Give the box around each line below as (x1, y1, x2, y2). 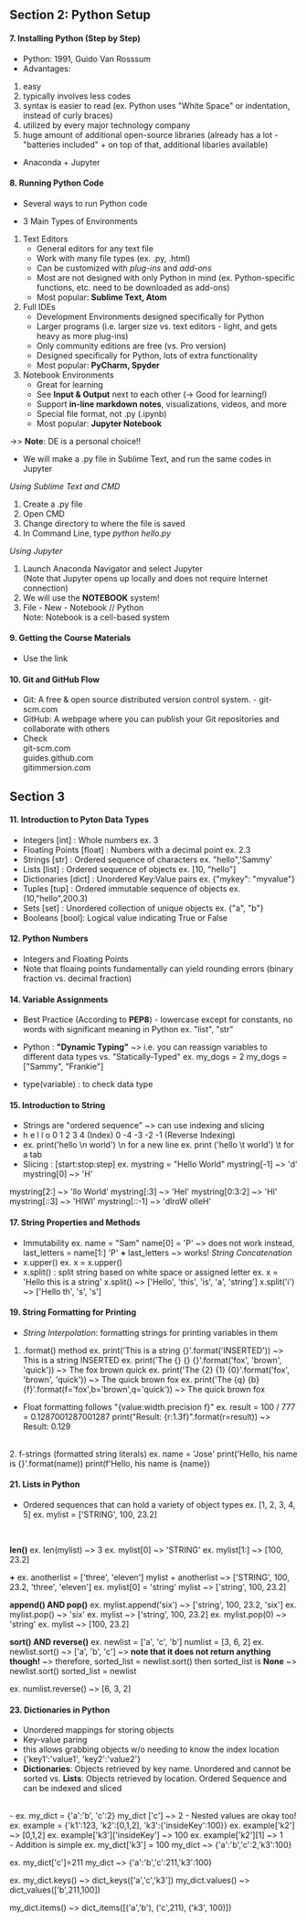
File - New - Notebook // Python (22, 602, 144, 613)
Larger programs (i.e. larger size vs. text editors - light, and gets (36, 320, 278, 332)
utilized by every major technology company (22, 119, 191, 131)
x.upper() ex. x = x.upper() (22, 1256, 123, 1267)
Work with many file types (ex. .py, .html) (36, 252, 191, 263)
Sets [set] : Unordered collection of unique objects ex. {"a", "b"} (22, 902, 264, 913)
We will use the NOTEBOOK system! (22, 592, 160, 603)
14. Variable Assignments (9, 994, 109, 1005)
